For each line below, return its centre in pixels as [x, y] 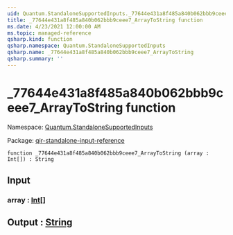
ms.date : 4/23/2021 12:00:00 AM [54, 26]
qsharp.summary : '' [35, 59]
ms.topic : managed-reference [49, 33]
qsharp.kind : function [40, 40]
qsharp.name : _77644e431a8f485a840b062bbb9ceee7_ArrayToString [101, 53]
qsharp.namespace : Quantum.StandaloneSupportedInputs [87, 46]
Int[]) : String [31, 159]
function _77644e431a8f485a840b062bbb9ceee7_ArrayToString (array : [108, 153]
